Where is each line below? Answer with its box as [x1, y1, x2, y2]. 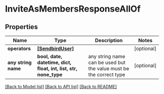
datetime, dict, [37, 59, 72, 66]
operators [7, 45, 31, 52]
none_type [37, 71, 62, 78]
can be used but [88, 59, 125, 66]
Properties [5, 23, 38, 31]
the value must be [88, 65, 129, 72]
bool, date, [37, 53, 62, 60]
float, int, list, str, [37, 65, 78, 72]
